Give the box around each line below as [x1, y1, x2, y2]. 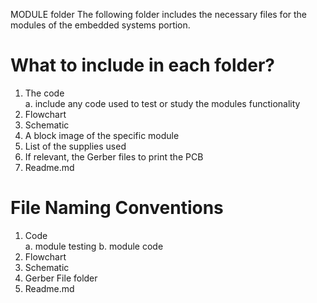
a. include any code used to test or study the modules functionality [24, 97, 301, 109]
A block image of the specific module [24, 129, 180, 141]
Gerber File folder [24, 272, 98, 284]
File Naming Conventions [10, 197, 224, 219]
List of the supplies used [24, 140, 127, 152]
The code [24, 87, 65, 99]
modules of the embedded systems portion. [10, 19, 191, 31]
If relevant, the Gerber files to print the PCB [24, 150, 204, 163]
